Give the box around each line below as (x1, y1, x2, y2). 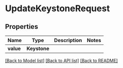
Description (54, 37, 82, 44)
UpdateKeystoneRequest (5, 3, 110, 14)
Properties (5, 23, 38, 31)
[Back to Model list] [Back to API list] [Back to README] (5, 58, 118, 64)
